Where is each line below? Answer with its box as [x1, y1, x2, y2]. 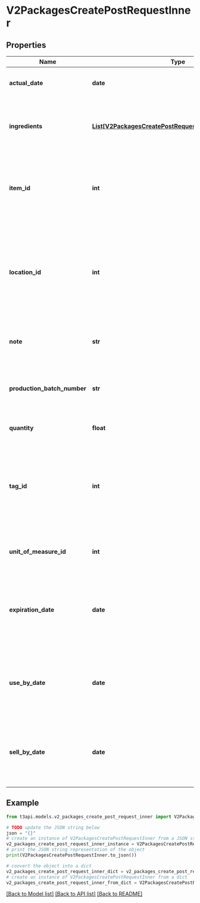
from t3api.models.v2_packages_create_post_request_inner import [6, 814, 171, 820]
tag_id [9, 482, 27, 490]
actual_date [9, 79, 43, 87]
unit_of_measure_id [9, 548, 67, 556]
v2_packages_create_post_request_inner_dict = [6, 868, 124, 874]
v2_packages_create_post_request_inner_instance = [6, 841, 135, 847]
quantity [9, 424, 34, 432]
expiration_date [9, 606, 55, 614]
